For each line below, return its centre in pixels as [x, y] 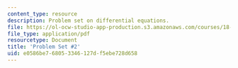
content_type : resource [42, 14]
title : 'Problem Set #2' [44, 47]
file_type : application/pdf [49, 34]
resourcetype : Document [42, 40]
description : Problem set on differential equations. [89, 21]
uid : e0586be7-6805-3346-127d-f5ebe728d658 [73, 54]
